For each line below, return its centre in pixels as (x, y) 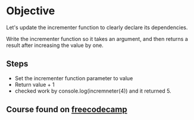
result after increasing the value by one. (55, 45)
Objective (31, 11)
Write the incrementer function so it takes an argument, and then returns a (97, 39)
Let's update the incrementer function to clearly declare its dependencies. (97, 27)
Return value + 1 (35, 84)
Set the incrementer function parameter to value (74, 78)
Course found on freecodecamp (67, 110)
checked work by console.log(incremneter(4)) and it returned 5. (93, 91)
